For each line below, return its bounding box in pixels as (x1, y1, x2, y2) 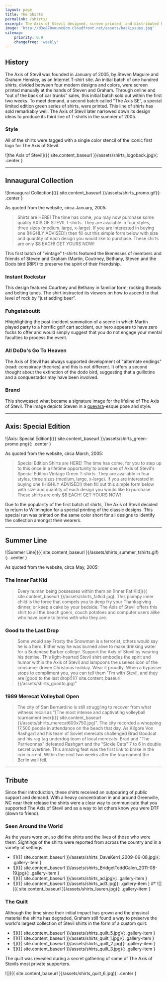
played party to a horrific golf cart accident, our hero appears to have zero (5, 324, 158, 330)
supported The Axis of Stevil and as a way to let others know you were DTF (5, 805, 160, 811)
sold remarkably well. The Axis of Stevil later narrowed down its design (5, 108, 151, 114)
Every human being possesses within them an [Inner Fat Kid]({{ (17, 588, 148, 594)
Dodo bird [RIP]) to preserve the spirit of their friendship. (5, 261, 121, 267)
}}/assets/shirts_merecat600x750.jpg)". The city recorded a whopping (17, 720, 162, 726)
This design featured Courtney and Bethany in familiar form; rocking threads (5, 284, 162, 290)
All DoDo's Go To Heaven (5, 347, 67, 354)
